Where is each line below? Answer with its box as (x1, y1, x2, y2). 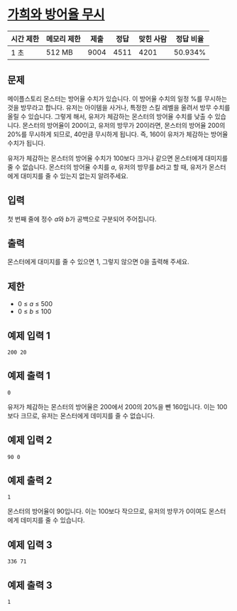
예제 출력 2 (7, 475, 53, 487)
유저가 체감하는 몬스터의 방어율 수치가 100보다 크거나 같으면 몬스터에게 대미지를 (7, 153, 228, 162)
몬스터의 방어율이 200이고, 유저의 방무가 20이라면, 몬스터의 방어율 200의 (22, 121, 226, 129)
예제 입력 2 (7, 434, 53, 446)
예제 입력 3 (7, 539, 53, 551)
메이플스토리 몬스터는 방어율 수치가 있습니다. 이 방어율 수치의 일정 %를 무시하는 (7, 94, 228, 103)
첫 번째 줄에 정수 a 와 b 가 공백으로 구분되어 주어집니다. (7, 215, 158, 223)
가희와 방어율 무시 (7, 6, 105, 23)
